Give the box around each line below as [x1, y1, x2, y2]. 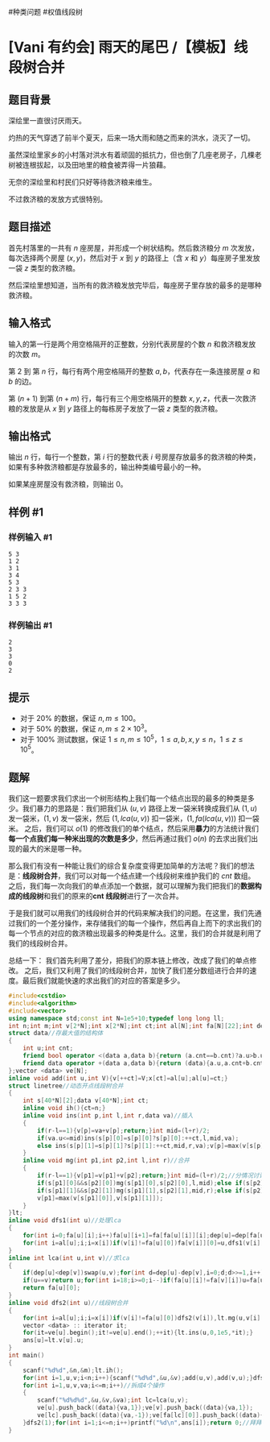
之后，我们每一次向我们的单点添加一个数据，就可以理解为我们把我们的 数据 [8, 881, 255, 891]
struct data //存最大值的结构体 [8, 1030, 104, 1038]
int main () [8, 1352, 45, 1360]
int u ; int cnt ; [22, 1044, 74, 1053]
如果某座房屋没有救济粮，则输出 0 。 [8, 479, 128, 489]
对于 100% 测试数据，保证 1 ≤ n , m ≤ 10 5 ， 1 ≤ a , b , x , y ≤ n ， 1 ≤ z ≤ [19, 732, 243, 744]
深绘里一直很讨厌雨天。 [8, 116, 86, 125]
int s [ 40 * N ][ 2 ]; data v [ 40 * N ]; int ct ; [22, 1096, 149, 1105]
